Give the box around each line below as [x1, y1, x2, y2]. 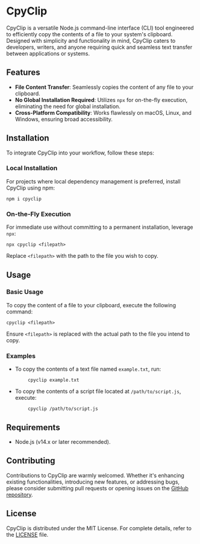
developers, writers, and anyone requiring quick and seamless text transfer [6, 43, 193, 51]
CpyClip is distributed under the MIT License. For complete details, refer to [6, 524, 192, 532]
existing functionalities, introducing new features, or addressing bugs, [6, 478, 180, 485]
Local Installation [6, 164, 58, 173]
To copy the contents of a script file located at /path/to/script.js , [14, 388, 181, 395]
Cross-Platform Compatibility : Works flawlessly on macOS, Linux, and [14, 109, 192, 116]
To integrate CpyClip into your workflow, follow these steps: [6, 149, 155, 156]
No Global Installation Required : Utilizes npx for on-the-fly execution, [14, 96, 188, 103]
